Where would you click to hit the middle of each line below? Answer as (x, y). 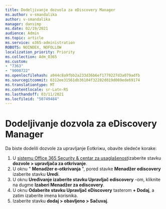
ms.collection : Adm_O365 (31, 57)
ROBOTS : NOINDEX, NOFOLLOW (33, 47)
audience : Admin (22, 33)
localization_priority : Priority (40, 52)
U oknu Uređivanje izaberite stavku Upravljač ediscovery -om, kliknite (86, 180)
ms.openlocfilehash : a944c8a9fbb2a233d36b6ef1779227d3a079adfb (73, 76)
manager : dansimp (23, 24)
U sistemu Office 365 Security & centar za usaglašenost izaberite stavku (87, 158)
